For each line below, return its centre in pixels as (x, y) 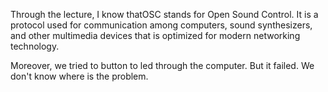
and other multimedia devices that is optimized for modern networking (155, 35)
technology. (35, 46)
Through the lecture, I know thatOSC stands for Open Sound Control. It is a (164, 14)
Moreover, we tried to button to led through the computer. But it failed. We (162, 65)
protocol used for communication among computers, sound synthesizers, (161, 25)
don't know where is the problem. (79, 76)
